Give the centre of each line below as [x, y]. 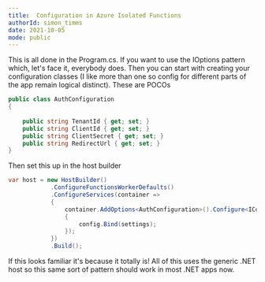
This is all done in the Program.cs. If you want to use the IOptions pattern [127, 60]
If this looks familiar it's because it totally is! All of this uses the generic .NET [132, 261]
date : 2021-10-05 [37, 30]
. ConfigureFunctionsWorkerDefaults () [112, 187]
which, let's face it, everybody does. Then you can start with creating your [129, 69]
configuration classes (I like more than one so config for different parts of [127, 76]
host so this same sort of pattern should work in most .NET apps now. [121, 269]
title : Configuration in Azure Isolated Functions [95, 15]
